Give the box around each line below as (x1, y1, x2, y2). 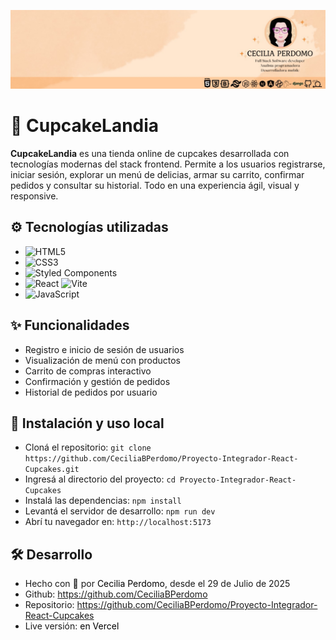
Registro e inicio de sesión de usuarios (24, 343, 185, 355)
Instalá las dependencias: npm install (24, 495, 182, 507)
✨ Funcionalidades (10, 317, 130, 334)
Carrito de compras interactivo (24, 365, 152, 377)
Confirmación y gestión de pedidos (24, 375, 171, 387)
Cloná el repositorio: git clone (24, 441, 152, 454)
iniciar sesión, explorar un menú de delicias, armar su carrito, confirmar (10, 168, 305, 180)
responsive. (10, 190, 59, 202)
